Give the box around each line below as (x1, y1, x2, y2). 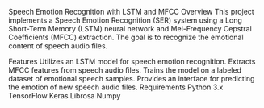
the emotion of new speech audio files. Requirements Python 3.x (8, 82, 224, 92)
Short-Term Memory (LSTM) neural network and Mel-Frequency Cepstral (8, 24, 252, 33)
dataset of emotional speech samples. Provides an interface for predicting (8, 74, 255, 83)
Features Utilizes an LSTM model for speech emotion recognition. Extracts (8, 56, 256, 66)
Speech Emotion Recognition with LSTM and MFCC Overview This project (8, 7, 254, 16)
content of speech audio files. (8, 41, 108, 51)
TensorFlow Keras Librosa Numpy (8, 91, 121, 100)
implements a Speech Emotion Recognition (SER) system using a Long (8, 15, 242, 25)
